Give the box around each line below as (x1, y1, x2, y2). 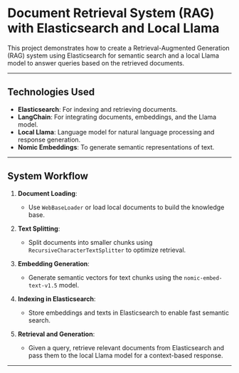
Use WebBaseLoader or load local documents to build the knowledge (28, 203, 225, 211)
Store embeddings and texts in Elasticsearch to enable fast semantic (28, 308, 230, 317)
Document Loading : (17, 189, 78, 197)
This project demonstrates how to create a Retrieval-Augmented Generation (7, 43, 230, 52)
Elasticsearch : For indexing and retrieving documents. (17, 105, 178, 113)
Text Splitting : (17, 224, 60, 233)
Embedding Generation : (17, 259, 90, 268)
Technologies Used (7, 86, 95, 98)
